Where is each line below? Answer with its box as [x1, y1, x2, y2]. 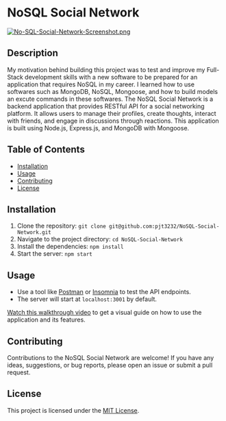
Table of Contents [7, 144, 86, 156]
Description [7, 47, 58, 59]
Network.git [16, 229, 51, 236]
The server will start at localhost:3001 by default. [16, 295, 158, 303]
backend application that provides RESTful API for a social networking [7, 101, 205, 110]
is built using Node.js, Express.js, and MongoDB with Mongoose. [7, 123, 190, 132]
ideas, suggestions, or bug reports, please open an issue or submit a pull [7, 361, 213, 369]
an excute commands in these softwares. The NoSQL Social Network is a [7, 95, 214, 103]
